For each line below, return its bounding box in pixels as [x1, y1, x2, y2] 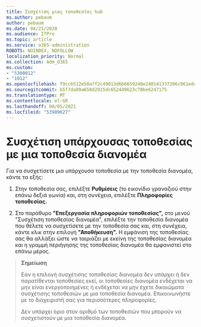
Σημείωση [20, 259, 47, 267]
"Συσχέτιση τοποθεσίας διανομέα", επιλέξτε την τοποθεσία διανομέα [14, 216, 188, 223]
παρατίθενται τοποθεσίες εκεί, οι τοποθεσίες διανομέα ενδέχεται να [20, 277, 193, 284]
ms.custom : [6, 64, 33, 71]
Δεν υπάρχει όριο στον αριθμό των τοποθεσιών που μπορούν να [20, 308, 182, 315]
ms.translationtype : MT [6, 92, 66, 98]
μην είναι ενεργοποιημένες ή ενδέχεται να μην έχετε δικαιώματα [20, 284, 184, 291]
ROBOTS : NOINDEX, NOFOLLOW [6, 48, 74, 54]
